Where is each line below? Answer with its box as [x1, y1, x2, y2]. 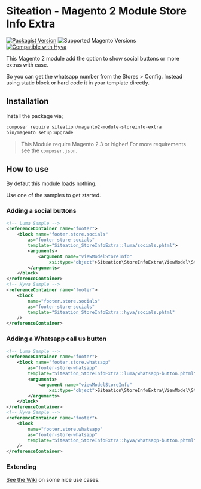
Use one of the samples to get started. [6, 192, 101, 199]
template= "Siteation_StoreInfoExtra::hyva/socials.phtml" [28, 309, 175, 315]
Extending [6, 463, 37, 471]
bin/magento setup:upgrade [6, 129, 74, 135]
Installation [6, 96, 49, 107]
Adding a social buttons [6, 207, 77, 215]
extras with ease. [6, 61, 49, 68]
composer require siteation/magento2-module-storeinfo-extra [6, 124, 162, 130]
